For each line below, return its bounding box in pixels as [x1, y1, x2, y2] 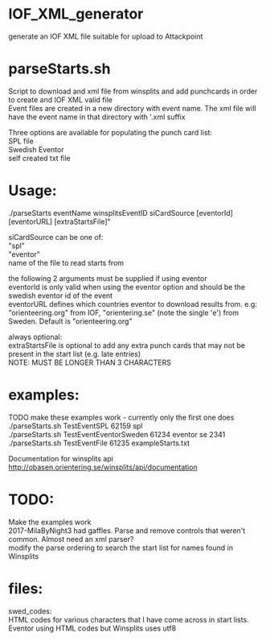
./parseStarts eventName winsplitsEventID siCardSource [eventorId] [8, 208, 233, 217]
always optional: [8, 332, 63, 341]
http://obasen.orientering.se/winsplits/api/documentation [8, 462, 198, 472]
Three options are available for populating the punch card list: [8, 127, 213, 137]
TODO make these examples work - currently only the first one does [8, 412, 235, 422]
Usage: [8, 182, 58, 200]
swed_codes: [8, 606, 52, 616]
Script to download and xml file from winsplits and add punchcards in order [8, 86, 258, 96]
